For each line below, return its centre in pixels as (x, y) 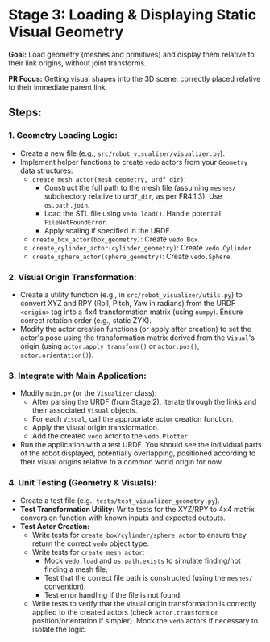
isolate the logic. (59, 629)
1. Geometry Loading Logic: (63, 136)
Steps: (25, 113)
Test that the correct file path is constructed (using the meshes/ (148, 577)
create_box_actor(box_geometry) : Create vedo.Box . (116, 239)
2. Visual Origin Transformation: (73, 277)
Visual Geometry (66, 32)
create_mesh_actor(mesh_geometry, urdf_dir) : (109, 178)
